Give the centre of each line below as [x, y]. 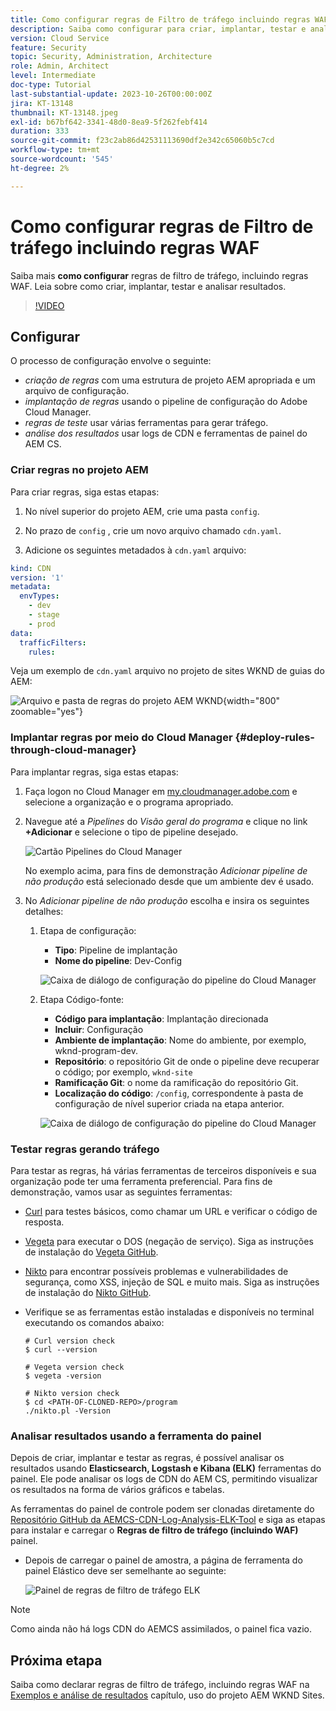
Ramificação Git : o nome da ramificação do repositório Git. [176, 1082]
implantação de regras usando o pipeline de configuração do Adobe [166, 402]
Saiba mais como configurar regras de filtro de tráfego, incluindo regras [159, 275]
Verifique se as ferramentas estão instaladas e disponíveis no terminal [169, 1312]
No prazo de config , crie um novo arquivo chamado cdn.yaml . [153, 530]
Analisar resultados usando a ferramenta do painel [136, 1436]
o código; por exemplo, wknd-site [123, 1072]
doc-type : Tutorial [51, 85]
